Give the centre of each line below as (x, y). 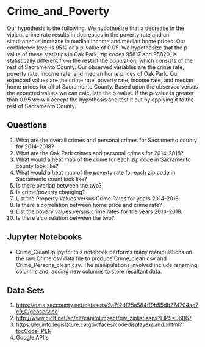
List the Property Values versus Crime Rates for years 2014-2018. (98, 198)
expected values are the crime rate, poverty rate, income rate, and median (100, 80)
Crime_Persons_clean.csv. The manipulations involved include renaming (106, 265)
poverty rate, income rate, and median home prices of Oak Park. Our (93, 73)
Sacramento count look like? (51, 179)
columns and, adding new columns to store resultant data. (89, 271)
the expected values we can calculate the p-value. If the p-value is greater (101, 93)
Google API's (32, 338)
